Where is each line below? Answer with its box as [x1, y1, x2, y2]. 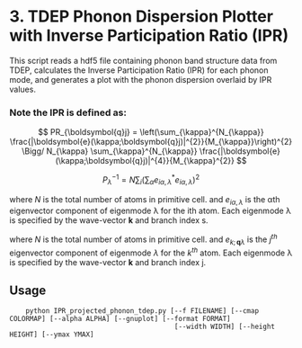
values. [9, 84, 36, 94]
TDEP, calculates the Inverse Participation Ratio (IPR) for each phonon [9, 65, 269, 76]
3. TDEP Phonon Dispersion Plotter [9, 6, 274, 27]
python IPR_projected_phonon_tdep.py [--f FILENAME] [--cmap [25, 307, 259, 316]
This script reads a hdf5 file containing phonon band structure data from [9, 55, 278, 66]
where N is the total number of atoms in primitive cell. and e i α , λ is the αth [9, 193, 280, 207]
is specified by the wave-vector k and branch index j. [9, 256, 207, 267]
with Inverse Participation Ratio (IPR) [9, 25, 289, 46]
